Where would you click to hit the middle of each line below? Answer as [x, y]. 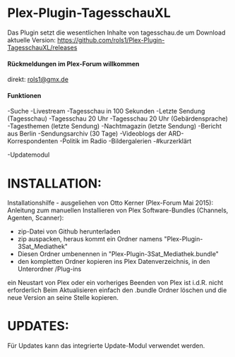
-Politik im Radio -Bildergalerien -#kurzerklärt [126, 141]
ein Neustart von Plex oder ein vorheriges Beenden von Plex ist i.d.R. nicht [115, 283]
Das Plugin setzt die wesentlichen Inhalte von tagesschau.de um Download [116, 32]
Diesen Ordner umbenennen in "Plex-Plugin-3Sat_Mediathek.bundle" [118, 254]
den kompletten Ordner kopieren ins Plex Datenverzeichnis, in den [114, 262]
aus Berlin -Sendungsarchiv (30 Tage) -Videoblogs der [87, 134]
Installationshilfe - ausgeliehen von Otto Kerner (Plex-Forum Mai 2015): [110, 203]
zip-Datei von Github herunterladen [69, 231]
